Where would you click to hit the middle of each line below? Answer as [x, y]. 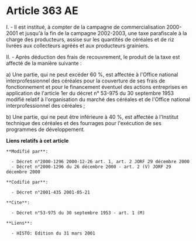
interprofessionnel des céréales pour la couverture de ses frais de [86, 81]
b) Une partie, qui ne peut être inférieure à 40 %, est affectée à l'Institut [92, 117]
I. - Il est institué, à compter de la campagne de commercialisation [86, 27]
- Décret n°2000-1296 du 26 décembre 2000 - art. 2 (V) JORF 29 [91, 167]
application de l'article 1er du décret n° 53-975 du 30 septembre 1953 [90, 93]
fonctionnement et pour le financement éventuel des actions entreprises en [97, 87]
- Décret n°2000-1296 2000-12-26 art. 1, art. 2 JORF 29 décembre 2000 [101, 161]
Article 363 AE [42, 11]
